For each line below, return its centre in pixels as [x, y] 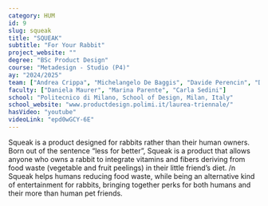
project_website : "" [43, 53]
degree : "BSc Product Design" [59, 61]
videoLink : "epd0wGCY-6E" [51, 120]
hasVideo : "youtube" [43, 113]
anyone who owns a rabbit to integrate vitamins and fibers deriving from [127, 159]
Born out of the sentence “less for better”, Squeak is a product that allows [130, 151]
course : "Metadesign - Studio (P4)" [69, 68]
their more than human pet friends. [65, 193]
